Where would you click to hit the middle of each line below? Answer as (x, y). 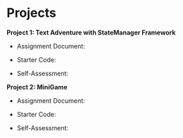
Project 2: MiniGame (37, 87)
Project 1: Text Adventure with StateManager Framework (91, 32)
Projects (32, 13)
